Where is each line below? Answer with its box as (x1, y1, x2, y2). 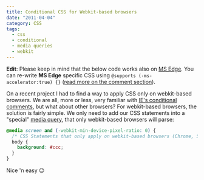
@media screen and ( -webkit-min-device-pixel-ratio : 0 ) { (6, 127, 156, 134)
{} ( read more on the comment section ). (55, 78, 156, 85)
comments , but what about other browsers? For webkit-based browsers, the (6, 103, 197, 110)
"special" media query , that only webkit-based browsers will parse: (6, 116, 174, 123)
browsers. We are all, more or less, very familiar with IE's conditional (6, 96, 177, 103)
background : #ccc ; (17, 144, 64, 151)
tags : (6, 26, 20, 32)
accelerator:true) (6, 79, 53, 85)
